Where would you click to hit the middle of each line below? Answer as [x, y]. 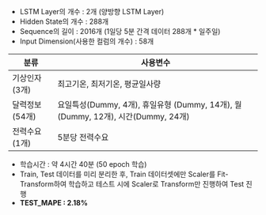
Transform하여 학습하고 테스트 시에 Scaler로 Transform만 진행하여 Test [132, 184]
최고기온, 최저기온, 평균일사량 [109, 84]
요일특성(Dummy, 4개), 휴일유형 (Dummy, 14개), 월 [150, 105]
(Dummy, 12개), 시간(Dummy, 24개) [123, 117]
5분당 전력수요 [83, 137]
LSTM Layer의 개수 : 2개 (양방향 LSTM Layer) [92, 11]
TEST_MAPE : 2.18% [54, 203]
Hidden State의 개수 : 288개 [64, 21]
